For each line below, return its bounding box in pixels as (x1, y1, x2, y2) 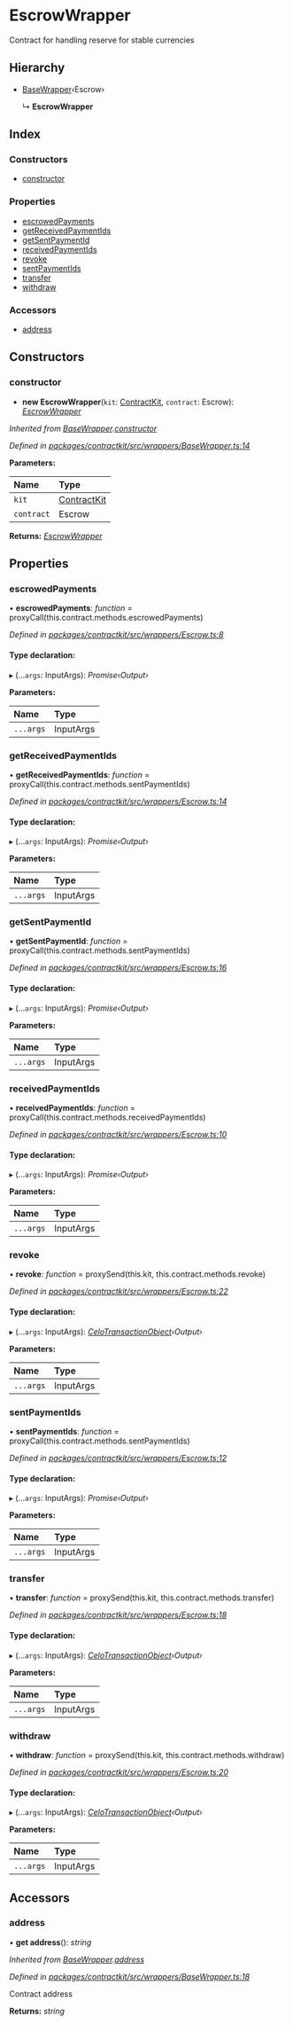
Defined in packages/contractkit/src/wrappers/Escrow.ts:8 (9, 629, 224, 640)
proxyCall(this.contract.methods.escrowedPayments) (9, 613, 204, 623)
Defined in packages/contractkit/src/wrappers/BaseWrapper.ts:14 (9, 440, 251, 450)
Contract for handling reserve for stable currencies (9, 35, 195, 45)
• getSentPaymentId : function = (9, 936, 128, 947)
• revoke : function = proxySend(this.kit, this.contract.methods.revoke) (9, 1269, 266, 1279)
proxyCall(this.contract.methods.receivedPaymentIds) (9, 1112, 206, 1122)
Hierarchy (9, 60, 66, 75)
